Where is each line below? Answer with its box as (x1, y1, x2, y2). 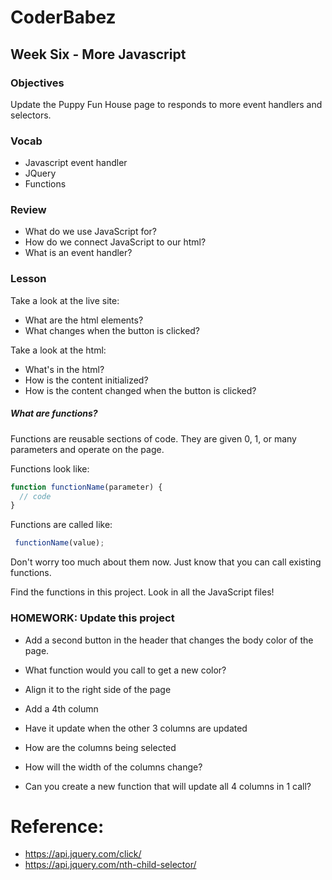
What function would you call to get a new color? (24, 664, 227, 676)
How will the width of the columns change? (24, 761, 203, 773)
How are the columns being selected (24, 741, 177, 753)
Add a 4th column (24, 702, 99, 715)
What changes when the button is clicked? (24, 324, 201, 336)
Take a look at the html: (10, 344, 107, 356)
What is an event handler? (24, 247, 133, 259)
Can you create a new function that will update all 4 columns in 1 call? (24, 780, 312, 792)
